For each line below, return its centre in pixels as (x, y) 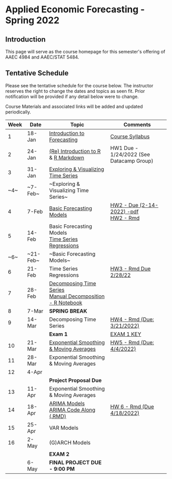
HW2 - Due (124, 205)
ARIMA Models (67, 403)
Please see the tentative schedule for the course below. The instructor (79, 85)
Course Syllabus (130, 136)
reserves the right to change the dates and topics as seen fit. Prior (75, 91)
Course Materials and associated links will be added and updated (74, 106)
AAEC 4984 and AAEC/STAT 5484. (42, 57)
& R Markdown (67, 158)
